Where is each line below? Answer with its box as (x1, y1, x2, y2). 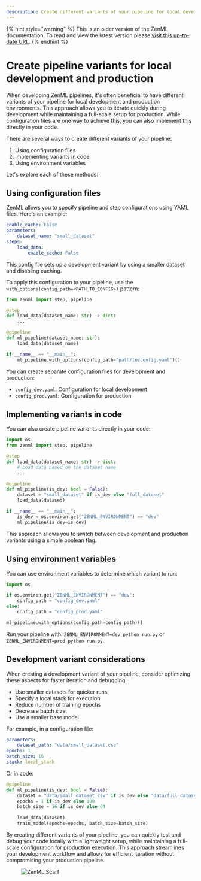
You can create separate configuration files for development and (6, 368, 166, 375)
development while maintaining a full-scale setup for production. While (6, 110, 181, 117)
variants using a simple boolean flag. (6, 537, 97, 544)
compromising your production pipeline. (6, 856, 105, 864)
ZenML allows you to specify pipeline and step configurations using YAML (6, 204, 189, 211)
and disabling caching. (6, 267, 62, 274)
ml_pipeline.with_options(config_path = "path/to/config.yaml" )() (17, 357, 181, 363)
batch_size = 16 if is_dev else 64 (17, 804, 106, 810)
